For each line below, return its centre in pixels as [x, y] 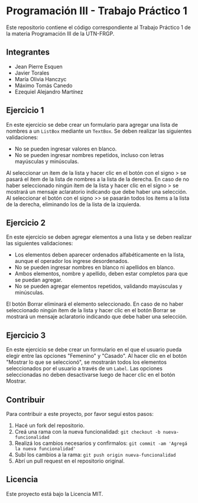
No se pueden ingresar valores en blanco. [66, 149]
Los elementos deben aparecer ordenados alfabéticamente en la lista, [100, 255]
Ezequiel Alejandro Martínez [49, 92]
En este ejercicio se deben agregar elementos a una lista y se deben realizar [99, 237]
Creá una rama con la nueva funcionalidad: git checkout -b [87, 432]
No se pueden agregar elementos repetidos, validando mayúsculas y [98, 286]
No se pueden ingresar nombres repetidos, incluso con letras [89, 155]
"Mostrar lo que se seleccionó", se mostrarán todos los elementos [87, 362]
